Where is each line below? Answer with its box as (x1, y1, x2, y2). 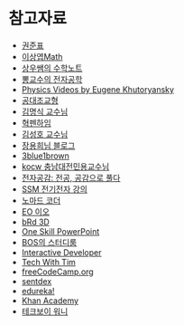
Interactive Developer (21, 246, 102, 258)
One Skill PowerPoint (21, 225, 100, 236)
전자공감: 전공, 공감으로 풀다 (21, 172, 121, 183)
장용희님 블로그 (21, 139, 76, 150)
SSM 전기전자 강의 (21, 183, 87, 195)
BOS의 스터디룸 (21, 236, 78, 247)
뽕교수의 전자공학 (21, 73, 83, 84)
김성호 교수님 (21, 129, 69, 139)
